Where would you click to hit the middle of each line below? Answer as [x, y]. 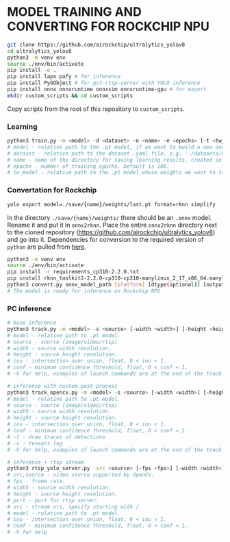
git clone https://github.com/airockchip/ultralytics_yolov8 [96, 45]
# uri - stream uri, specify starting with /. [75, 507]
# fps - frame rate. [37, 481]
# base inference [32, 323]
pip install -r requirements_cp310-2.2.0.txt [73, 272]
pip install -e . [32, 70]
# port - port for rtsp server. [53, 500]
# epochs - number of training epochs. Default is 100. [88, 166]
